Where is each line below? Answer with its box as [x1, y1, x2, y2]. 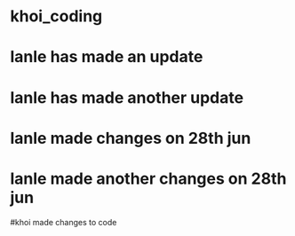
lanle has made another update [10, 87, 243, 107]
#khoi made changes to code [10, 216, 117, 227]
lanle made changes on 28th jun [10, 128, 251, 148]
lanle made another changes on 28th [10, 169, 287, 188]
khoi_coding [10, 6, 103, 27]
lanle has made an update [10, 47, 203, 67]
